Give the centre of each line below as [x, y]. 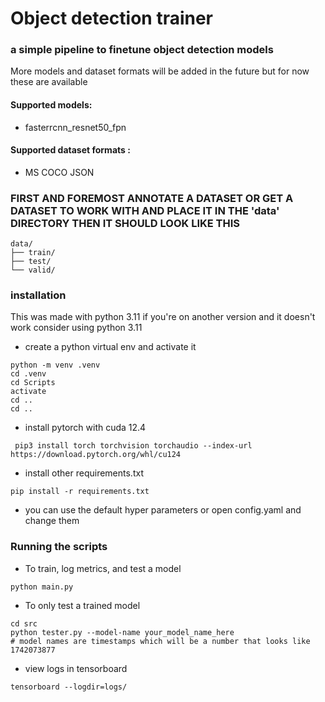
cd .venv [28, 374]
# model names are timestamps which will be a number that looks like [160, 641]
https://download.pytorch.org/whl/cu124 [96, 455]
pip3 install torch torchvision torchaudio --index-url [133, 446]
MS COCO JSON [59, 172]
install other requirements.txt [84, 473]
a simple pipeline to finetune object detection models [142, 50]
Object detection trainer [112, 18]
